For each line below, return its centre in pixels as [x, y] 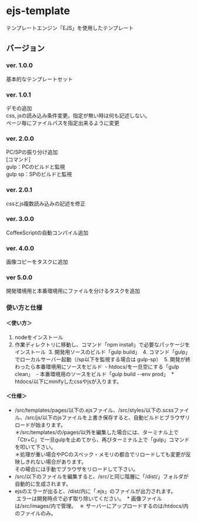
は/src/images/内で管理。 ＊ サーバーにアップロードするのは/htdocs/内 [101, 506]
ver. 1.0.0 [20, 65]
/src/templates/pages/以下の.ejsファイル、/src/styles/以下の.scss [94, 410]
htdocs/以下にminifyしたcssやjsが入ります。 [68, 381]
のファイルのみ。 [35, 513]
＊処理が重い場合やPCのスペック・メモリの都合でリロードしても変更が [100, 454]
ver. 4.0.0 [20, 248]
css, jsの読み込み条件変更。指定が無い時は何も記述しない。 [78, 115]
